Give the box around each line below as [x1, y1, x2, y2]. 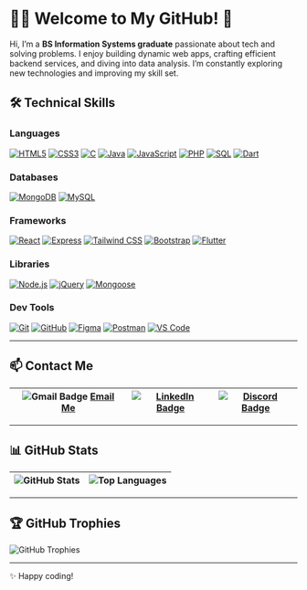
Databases [9, 171, 58, 184]
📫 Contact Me [9, 358, 94, 374]
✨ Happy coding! [9, 571, 74, 582]
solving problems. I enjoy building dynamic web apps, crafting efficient [9, 47, 276, 58]
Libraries [9, 258, 50, 270]
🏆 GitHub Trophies [9, 515, 122, 531]
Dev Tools [9, 301, 55, 314]
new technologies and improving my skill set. [9, 68, 179, 79]
